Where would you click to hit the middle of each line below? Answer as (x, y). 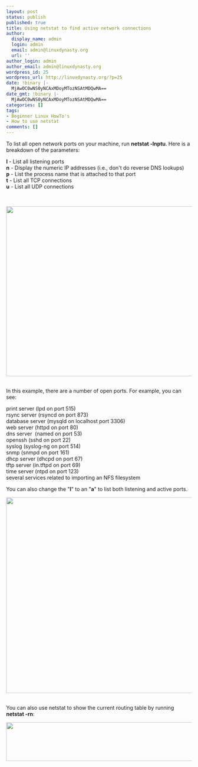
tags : (13, 110)
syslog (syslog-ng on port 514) (44, 446)
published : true (26, 22)
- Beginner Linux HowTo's (38, 116)
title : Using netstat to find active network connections (79, 28)
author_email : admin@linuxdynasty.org (54, 66)
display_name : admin (37, 39)
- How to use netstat (33, 122)
